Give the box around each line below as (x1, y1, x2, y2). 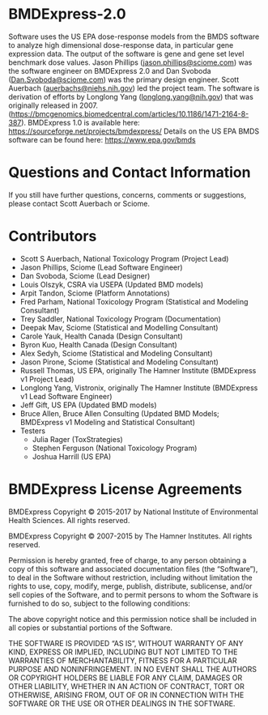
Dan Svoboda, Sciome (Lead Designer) (19, 270, 151, 280)
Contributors (8, 228, 97, 245)
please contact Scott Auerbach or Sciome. (8, 198, 150, 208)
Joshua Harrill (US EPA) (32, 451, 112, 462)
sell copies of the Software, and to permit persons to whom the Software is (8, 589, 259, 599)
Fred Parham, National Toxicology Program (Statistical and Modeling (19, 296, 249, 306)
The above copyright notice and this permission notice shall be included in (8, 614, 257, 623)
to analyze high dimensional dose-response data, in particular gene (8, 40, 234, 49)
